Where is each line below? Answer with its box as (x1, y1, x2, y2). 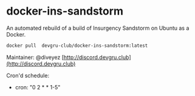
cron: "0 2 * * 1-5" (15, 83, 61, 91)
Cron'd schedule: (6, 72, 50, 79)
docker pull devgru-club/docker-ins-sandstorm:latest (6, 43, 148, 49)
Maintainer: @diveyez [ (6, 53, 64, 61)
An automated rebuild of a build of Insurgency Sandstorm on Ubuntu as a (6, 24, 190, 32)
